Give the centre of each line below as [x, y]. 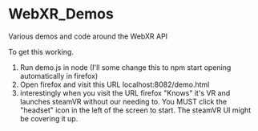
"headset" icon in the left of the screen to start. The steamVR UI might [135, 110]
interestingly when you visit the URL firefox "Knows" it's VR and [125, 92]
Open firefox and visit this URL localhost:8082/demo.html [115, 84]
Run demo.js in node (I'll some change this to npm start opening [125, 67]
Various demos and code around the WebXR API [88, 36]
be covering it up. [49, 118]
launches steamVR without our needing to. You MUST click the [123, 101]
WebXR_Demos [61, 14]
